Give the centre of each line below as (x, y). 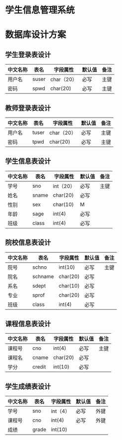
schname (43, 276)
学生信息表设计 (28, 161)
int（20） (64, 186)
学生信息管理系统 (40, 10)
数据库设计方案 (36, 35)
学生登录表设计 (28, 54)
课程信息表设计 (28, 324)
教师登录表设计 (28, 108)
